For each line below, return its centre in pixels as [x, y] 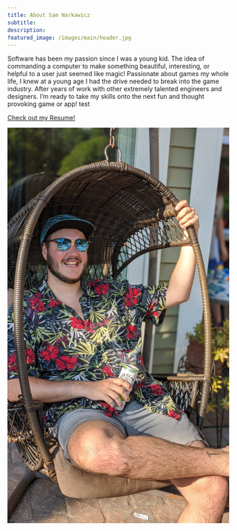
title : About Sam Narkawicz [49, 15]
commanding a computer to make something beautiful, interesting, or [109, 66]
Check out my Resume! [42, 118]
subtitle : [22, 22]
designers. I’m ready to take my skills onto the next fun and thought [106, 97]
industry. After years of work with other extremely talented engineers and [115, 89]
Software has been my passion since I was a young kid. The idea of [106, 59]
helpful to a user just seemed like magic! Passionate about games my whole [118, 74]
